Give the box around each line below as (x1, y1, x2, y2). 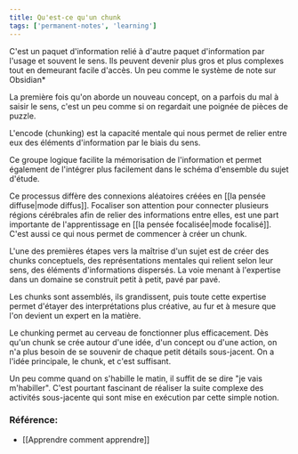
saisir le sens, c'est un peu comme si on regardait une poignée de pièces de (9, 101, 289, 111)
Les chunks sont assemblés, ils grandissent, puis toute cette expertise (9, 291, 267, 302)
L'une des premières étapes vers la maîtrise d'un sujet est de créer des (9, 246, 270, 256)
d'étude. (9, 173, 40, 183)
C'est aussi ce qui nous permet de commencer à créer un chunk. (9, 228, 247, 239)
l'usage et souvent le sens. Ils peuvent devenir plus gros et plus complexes (9, 55, 285, 66)
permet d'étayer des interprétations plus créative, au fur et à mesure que (9, 300, 277, 312)
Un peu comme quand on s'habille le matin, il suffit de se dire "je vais (9, 373, 262, 384)
